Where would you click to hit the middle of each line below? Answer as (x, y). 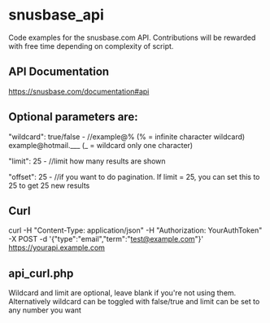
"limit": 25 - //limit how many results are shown (87, 161)
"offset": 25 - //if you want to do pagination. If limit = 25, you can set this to (134, 177)
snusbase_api (56, 15)
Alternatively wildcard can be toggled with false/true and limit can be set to (134, 302)
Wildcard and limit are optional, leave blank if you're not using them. (122, 293)
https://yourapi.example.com (57, 248)
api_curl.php (41, 273)
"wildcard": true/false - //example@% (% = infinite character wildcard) (127, 137)
